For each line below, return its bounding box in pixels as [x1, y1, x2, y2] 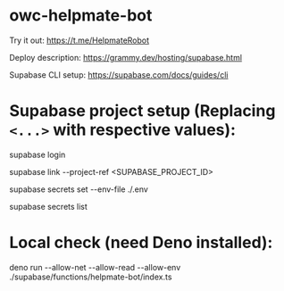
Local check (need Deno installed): [9, 233, 273, 253]
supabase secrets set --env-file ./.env [9, 184, 149, 195]
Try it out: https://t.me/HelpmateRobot [9, 35, 150, 46]
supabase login [9, 149, 66, 160]
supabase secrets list [9, 201, 88, 212]
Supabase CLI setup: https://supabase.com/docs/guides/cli [9, 69, 229, 80]
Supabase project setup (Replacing [9, 101, 276, 121]
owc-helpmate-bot [9, 5, 153, 26]
